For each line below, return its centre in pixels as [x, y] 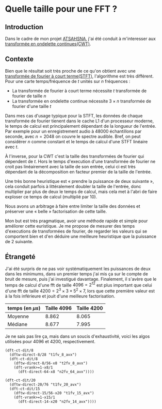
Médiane [17, 324]
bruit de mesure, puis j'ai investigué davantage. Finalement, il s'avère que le [81, 279]
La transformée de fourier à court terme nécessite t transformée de [79, 91]
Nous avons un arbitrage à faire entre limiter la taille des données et [73, 206]
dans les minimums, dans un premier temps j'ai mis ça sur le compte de [77, 273]
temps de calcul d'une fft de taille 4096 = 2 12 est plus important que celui [79, 285]
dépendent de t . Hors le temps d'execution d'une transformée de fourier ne [80, 161]
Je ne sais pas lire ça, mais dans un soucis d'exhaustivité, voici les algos [78, 336]
